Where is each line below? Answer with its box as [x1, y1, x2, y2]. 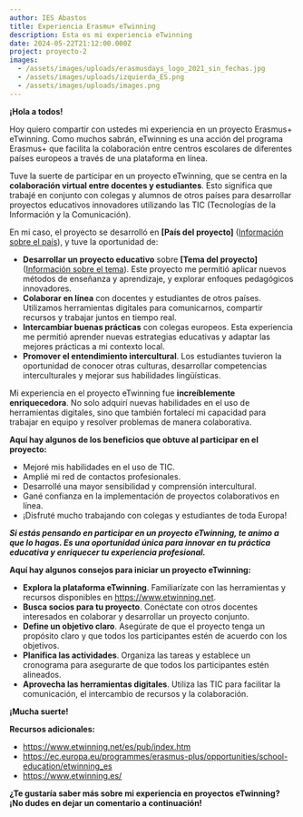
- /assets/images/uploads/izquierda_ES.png [17, 73, 184, 82]
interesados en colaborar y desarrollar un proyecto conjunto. [22, 610, 249, 621]
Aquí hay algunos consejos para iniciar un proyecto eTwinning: [9, 564, 251, 575]
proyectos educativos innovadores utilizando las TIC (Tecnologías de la [9, 199, 277, 210]
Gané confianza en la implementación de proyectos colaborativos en [22, 490, 279, 501]
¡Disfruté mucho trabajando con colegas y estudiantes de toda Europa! [22, 509, 288, 520]
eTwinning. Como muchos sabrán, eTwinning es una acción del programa [9, 133, 284, 144]
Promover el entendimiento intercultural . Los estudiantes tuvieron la [22, 350, 282, 361]
